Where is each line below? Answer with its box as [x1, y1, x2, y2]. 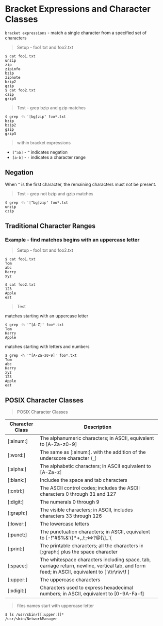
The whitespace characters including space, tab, [40, 556, 151, 563]
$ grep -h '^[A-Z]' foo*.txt [5, 322, 64, 328]
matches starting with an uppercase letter [5, 313, 89, 319]
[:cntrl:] [7, 487, 25, 494]
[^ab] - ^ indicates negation [12, 149, 68, 155]
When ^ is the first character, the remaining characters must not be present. [5, 181, 157, 187]
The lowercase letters [40, 521, 90, 527]
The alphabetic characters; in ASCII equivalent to [40, 463, 151, 469]
